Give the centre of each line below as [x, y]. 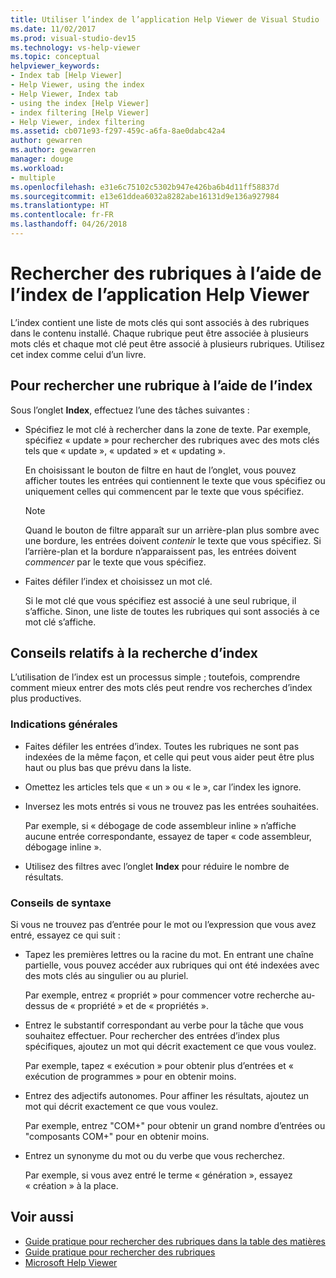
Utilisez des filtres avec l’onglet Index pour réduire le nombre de [157, 866]
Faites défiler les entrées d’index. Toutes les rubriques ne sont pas [162, 746]
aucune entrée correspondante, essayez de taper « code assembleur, [168, 836]
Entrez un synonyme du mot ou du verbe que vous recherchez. [154, 1156]
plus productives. [46, 698]
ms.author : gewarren [53, 150]
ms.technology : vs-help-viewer [75, 47]
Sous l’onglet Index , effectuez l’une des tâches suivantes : [130, 410]
